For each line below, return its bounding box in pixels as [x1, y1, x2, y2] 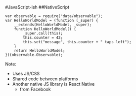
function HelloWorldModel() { [14, 27, 77, 32]
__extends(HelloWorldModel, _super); [14, 22, 92, 27]
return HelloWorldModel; [14, 48, 65, 53]
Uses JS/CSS [12, 71, 40, 76]
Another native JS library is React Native [12, 81, 95, 87]
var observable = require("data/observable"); [5, 14, 103, 19]
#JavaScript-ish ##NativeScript [5, 4, 70, 10]
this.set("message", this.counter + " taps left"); [23, 39, 132, 44]
